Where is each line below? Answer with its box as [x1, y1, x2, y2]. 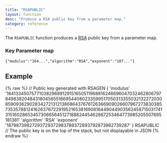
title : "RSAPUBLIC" [5, 7, 46, 12]
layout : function [5, 12, 41, 17]
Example [5, 72, 33, 80]
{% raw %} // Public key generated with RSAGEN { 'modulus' [5, 85, 130, 91]
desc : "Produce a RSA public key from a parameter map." [5, 16, 126, 21]
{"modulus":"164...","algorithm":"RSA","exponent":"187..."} [5, 58, 135, 64]
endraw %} [5, 133, 28, 139]
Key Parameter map [5, 47, 54, 54]
